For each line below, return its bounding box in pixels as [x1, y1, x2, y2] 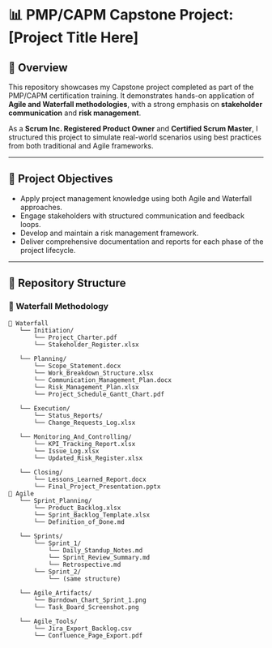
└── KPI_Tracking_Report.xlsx [33, 440, 136, 448]
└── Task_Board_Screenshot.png [33, 603, 139, 612]
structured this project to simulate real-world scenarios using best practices [8, 132, 261, 142]
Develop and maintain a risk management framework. [19, 228, 199, 238]
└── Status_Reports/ [33, 411, 104, 419]
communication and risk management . [8, 108, 142, 118]
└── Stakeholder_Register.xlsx [33, 341, 139, 349]
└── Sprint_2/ [33, 568, 82, 576]
